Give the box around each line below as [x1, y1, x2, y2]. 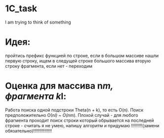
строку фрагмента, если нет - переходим [5, 63, 93, 69]
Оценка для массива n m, [5, 81, 113, 91]
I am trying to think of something [5, 19, 71, 25]
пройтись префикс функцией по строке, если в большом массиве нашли [5, 53, 159, 58]
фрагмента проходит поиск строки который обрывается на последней [5, 117, 154, 123]
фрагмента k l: [5, 91, 66, 102]
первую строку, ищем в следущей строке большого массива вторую [5, 57, 151, 64]
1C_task [5, 3, 37, 14]
